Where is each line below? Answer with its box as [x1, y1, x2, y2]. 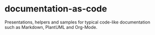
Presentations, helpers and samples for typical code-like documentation [4, 19, 151, 25]
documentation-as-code [4, 3, 107, 14]
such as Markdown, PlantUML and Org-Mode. [4, 24, 98, 30]
